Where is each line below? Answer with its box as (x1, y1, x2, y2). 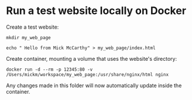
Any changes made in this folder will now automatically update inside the (6, 82, 182, 89)
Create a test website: (6, 23, 59, 30)
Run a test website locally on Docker (6, 4, 186, 18)
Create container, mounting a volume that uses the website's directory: (6, 55, 177, 62)
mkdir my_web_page (6, 35, 51, 40)
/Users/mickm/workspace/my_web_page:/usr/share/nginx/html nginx (6, 71, 169, 77)
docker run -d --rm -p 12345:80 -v (6, 66, 93, 73)
